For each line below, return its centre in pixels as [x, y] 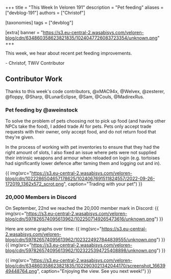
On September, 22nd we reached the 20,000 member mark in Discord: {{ [82, 208]
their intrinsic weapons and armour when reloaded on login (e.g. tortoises [82, 158]
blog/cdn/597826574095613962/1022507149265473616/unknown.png [80, 219]
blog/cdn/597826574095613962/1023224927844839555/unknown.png [81, 240]
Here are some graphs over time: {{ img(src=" [54, 229]
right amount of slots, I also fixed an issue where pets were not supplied [81, 153]
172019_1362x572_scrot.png [34, 184]
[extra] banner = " [24, 32]
